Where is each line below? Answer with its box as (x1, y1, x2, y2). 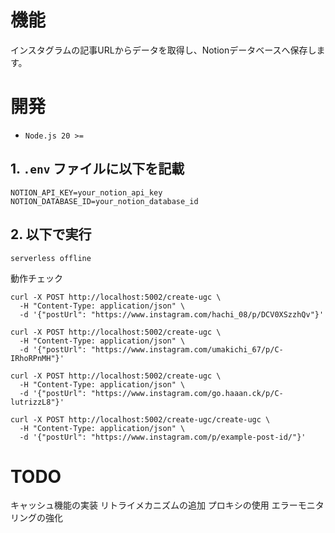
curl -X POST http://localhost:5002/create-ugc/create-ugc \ (10, 414, 271, 425)
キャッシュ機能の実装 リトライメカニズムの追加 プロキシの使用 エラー (10, 499, 298, 511)
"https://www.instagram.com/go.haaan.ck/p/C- (90, 388, 284, 398)
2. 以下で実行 (10, 226, 92, 243)
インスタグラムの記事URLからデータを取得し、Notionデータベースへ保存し (10, 44, 317, 56)
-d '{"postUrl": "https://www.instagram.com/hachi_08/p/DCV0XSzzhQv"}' (19, 309, 325, 320)
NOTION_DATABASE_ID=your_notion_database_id (10, 196, 199, 206)
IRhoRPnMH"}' (10, 353, 65, 363)
